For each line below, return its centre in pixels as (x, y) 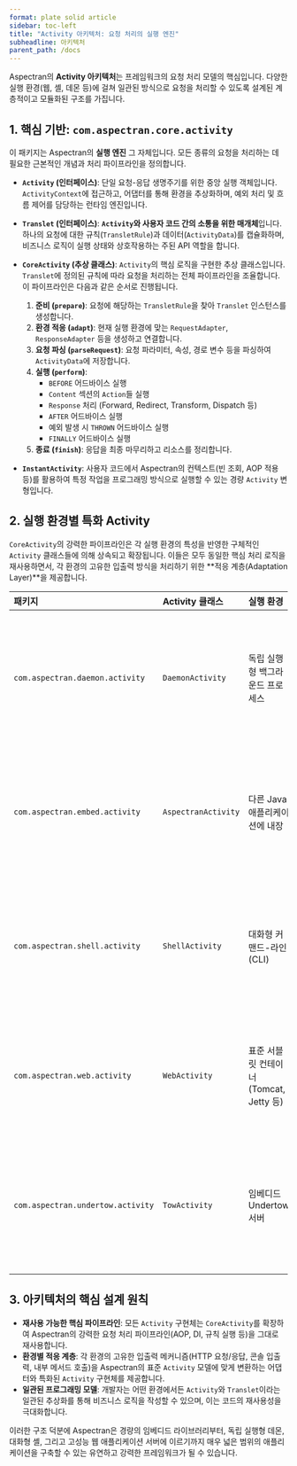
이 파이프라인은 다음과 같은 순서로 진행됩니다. (100, 286)
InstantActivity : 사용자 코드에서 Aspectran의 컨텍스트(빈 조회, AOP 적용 (150, 468)
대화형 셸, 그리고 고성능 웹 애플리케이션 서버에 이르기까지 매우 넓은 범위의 (135, 1441)
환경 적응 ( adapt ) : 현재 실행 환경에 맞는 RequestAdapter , (132, 327)
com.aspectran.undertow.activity (84, 1205)
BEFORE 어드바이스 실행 (88, 383)
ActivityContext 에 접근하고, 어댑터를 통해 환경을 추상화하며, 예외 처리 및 (148, 193)
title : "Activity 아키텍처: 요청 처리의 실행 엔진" (94, 34)
